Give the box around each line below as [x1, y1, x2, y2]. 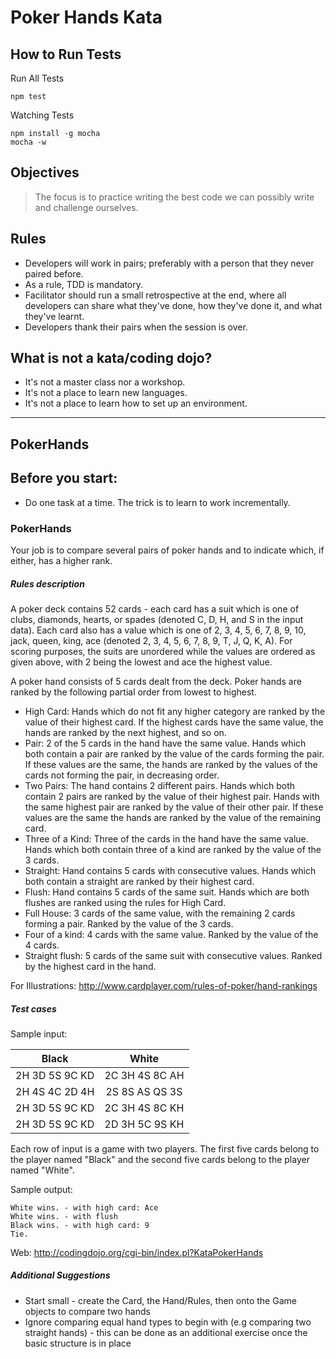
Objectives [10, 164, 80, 181]
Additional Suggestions [10, 1269, 111, 1281]
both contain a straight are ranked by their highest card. [24, 875, 255, 887]
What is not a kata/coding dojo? [10, 350, 213, 367]
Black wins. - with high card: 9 [10, 1220, 150, 1230]
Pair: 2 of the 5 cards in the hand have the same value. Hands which [24, 737, 307, 749]
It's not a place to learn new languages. [24, 387, 188, 399]
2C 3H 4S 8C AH [104, 1068, 185, 1082]
